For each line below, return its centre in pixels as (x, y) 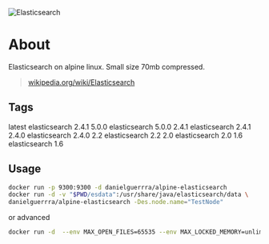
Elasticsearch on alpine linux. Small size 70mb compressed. (107, 66)
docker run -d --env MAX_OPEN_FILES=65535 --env (93, 232)
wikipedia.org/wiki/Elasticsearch (81, 82)
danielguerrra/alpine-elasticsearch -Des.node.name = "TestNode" (116, 202)
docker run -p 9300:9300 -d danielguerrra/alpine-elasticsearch (118, 187)
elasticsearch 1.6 (36, 143)
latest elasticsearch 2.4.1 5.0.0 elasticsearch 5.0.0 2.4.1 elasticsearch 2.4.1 (130, 126)
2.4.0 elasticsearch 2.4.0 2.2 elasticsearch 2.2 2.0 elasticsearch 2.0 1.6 (126, 135)
